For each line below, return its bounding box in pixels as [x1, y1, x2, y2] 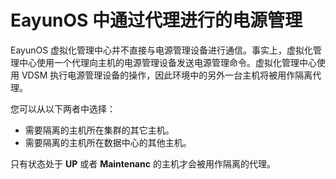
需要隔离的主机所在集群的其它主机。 [24, 124, 175, 136]
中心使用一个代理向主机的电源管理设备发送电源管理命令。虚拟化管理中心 [18, 56, 317, 68]
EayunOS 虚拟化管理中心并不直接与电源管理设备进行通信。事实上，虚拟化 [10, 44, 314, 56]
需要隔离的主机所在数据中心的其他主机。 [24, 136, 192, 148]
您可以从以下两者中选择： [10, 102, 116, 115]
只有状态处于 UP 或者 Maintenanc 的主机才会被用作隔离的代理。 [10, 157, 276, 170]
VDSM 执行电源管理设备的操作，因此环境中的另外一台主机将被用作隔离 [21, 69, 313, 81]
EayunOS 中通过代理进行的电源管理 [10, 9, 303, 32]
